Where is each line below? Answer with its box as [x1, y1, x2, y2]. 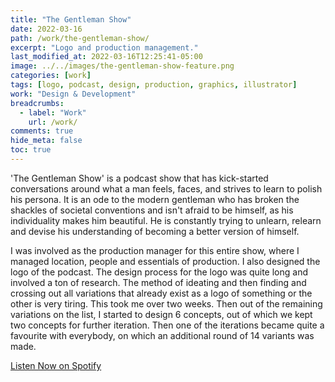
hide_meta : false [10, 136, 83, 146]
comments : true [10, 126, 74, 136]
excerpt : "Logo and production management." [10, 42, 199, 53]
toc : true [10, 145, 52, 155]
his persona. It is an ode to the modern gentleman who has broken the [10, 193, 300, 205]
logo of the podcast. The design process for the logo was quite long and [10, 266, 309, 278]
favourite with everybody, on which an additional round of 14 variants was [10, 329, 315, 341]
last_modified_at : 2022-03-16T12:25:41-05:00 [10, 52, 203, 62]
